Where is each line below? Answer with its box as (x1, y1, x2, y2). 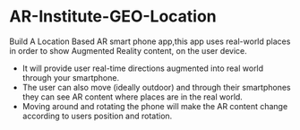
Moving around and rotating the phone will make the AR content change (21, 100, 288, 111)
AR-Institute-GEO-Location (9, 6, 217, 27)
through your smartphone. (21, 72, 119, 82)
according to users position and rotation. (21, 110, 173, 121)
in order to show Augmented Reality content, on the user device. (9, 45, 248, 56)
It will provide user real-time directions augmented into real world (21, 63, 264, 74)
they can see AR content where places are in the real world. (21, 91, 244, 102)
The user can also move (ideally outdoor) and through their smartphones (21, 82, 291, 92)
